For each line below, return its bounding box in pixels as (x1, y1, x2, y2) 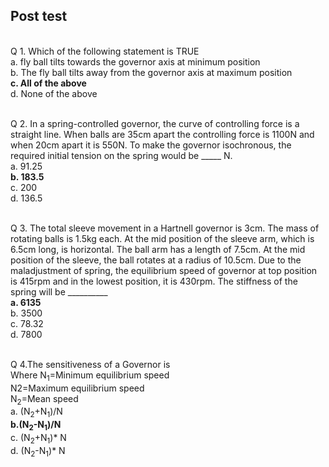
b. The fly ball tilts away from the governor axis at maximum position (10, 66, 293, 78)
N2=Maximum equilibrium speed (10, 382, 145, 394)
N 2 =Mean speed (10, 392, 79, 407)
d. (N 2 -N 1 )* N (10, 444, 66, 459)
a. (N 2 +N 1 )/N (10, 405, 63, 420)
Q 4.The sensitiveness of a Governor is (10, 358, 171, 370)
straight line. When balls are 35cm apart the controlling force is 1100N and (10, 128, 315, 140)
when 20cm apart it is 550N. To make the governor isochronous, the (10, 139, 292, 151)
